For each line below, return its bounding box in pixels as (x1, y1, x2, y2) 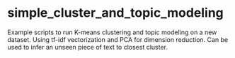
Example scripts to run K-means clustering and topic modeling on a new (7, 28, 217, 36)
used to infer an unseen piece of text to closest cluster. (7, 43, 168, 51)
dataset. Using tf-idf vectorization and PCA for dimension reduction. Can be (7, 35, 229, 43)
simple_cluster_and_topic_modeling (7, 5, 224, 21)
